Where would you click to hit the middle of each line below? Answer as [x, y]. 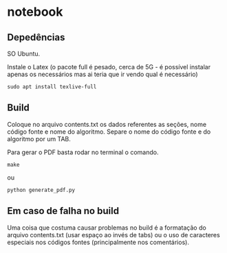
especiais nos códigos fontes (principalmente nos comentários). [98, 242]
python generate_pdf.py [41, 190]
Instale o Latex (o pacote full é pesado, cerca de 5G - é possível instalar [109, 67]
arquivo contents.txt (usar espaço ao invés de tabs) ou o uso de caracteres [113, 234]
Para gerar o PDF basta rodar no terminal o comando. [83, 152]
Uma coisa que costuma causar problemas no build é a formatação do [107, 228]
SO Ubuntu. [24, 53]
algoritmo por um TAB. [39, 138]
